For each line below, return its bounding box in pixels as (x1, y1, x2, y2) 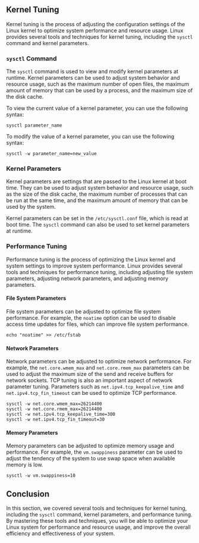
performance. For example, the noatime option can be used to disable (6, 314, 176, 321)
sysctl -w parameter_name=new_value (6, 151, 97, 157)
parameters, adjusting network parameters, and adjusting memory (6, 275, 169, 282)
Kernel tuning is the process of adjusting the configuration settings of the (6, 20, 185, 27)
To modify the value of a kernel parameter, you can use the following (6, 133, 175, 140)
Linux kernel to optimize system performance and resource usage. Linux (6, 27, 184, 34)
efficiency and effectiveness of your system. (6, 530, 115, 537)
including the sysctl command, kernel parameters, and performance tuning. (6, 511, 193, 518)
